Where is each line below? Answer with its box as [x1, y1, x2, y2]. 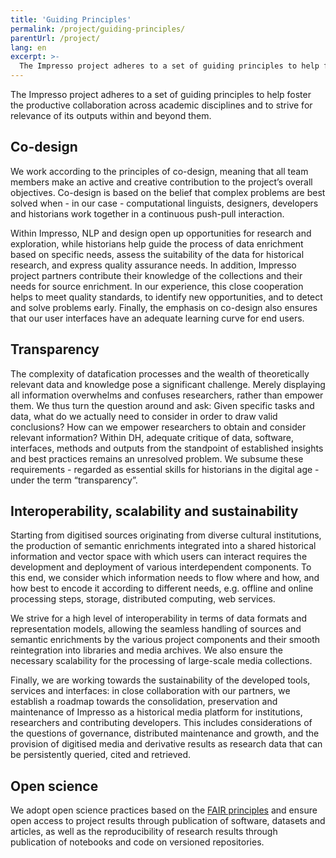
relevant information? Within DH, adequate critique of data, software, [10, 431, 295, 443]
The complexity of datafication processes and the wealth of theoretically [10, 367, 310, 380]
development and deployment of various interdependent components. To [10, 561, 312, 573]
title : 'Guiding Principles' [10, 14, 132, 25]
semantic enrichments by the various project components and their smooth [10, 634, 321, 646]
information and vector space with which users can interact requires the [10, 551, 308, 563]
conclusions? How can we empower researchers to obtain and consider [10, 421, 307, 433]
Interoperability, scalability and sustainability [10, 503, 299, 520]
